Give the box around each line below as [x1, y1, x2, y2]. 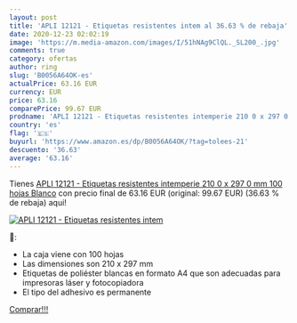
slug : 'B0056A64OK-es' [9, 71, 93, 80]
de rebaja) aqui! [9, 197, 67, 207]
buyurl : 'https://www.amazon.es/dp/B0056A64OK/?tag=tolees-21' [9, 137, 249, 146]
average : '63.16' [9, 153, 74, 163]
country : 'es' [9, 121, 62, 130]
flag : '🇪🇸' [9, 129, 53, 138]
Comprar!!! [9, 303, 49, 314]
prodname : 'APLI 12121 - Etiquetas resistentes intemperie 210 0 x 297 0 [9, 112, 289, 121]
